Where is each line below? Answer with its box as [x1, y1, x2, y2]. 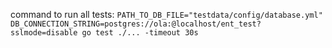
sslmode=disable [10, 28, 78, 38]
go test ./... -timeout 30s [81, 28, 199, 38]
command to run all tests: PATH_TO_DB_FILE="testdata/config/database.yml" [10, 9, 323, 20]
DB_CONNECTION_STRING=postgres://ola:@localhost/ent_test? [10, 19, 262, 29]
